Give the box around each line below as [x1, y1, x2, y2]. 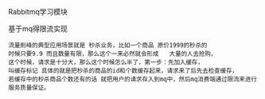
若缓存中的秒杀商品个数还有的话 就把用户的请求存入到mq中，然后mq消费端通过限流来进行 [8, 75, 257, 83]
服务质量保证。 [8, 84, 50, 92]
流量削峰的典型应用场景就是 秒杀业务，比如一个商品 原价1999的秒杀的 [8, 42, 208, 49]
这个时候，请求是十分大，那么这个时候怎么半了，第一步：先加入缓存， [8, 58, 205, 66]
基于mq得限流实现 [8, 24, 68, 34]
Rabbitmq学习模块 [8, 7, 68, 16]
